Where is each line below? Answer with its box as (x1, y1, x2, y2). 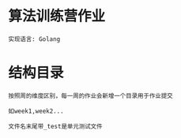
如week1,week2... (8, 107, 65, 115)
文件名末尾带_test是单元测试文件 (8, 122, 103, 130)
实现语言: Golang (8, 35, 61, 43)
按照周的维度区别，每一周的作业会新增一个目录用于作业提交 (8, 91, 173, 99)
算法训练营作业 (8, 7, 106, 25)
